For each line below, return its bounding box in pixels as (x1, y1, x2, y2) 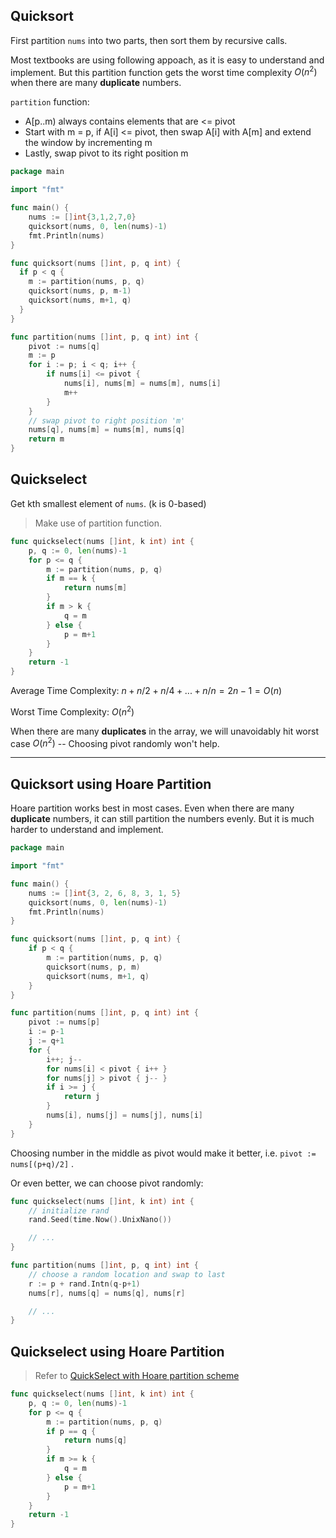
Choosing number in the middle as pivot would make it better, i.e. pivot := (10, 1147, 317, 1159)
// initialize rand (28, 1205, 110, 1216)
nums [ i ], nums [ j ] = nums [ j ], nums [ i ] (46, 1110, 204, 1121)
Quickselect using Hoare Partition (10, 1343, 225, 1360)
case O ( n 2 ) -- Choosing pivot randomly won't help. (10, 735, 220, 749)
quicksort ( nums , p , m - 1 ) (28, 286, 132, 296)
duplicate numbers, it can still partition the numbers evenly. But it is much (10, 813, 315, 825)
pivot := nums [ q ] (28, 341, 101, 351)
